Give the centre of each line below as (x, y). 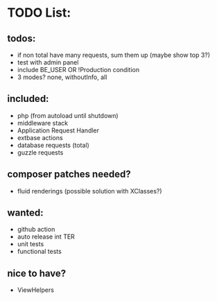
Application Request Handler (58, 130)
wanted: (25, 213)
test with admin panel (48, 62)
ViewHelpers (35, 290)
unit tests (31, 244)
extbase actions (40, 137)
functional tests (40, 252)
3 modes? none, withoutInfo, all (62, 77)
